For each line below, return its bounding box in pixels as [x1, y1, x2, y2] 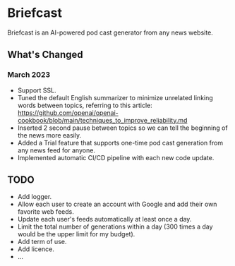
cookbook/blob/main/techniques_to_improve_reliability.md [17, 116, 188, 124]
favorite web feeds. [17, 207, 74, 216]
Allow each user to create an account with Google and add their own [17, 200, 217, 209]
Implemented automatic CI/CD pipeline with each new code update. [17, 153, 215, 162]
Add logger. [17, 193, 52, 201]
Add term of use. [17, 238, 67, 246]
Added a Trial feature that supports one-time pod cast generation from [17, 138, 224, 147]
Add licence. [17, 245, 54, 253]
